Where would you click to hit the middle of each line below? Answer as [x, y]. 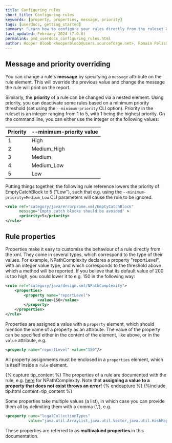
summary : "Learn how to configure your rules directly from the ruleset [84, 29]
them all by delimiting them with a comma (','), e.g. [58, 406]
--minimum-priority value [65, 132]
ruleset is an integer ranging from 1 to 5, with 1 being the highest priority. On [85, 114]
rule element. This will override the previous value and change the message [85, 82]
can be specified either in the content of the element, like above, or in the [83, 335]
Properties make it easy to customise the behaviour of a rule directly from [83, 249]
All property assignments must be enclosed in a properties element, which [84, 360]
